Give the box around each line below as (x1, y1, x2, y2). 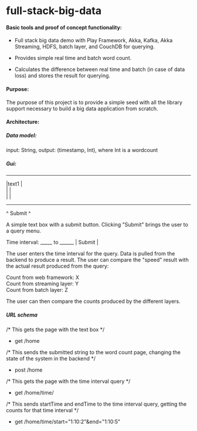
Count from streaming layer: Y (6, 280, 79, 287)
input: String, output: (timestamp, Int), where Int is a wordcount (6, 147, 158, 154)
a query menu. (6, 227, 42, 234)
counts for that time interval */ (6, 407, 79, 414)
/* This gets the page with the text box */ (6, 326, 105, 333)
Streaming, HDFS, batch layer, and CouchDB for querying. (14, 43, 155, 50)
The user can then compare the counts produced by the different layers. (6, 298, 181, 305)
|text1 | (6, 180, 22, 187)
